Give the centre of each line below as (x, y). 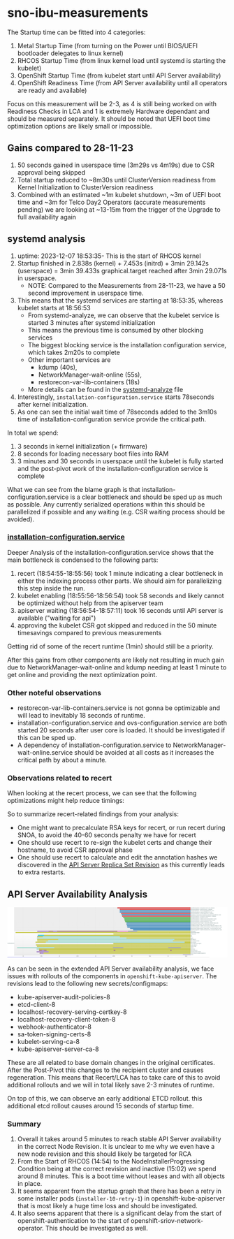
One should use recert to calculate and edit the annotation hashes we (117, 857)
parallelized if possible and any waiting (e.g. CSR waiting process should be (116, 512)
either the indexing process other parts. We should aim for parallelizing (119, 581)
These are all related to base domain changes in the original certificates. (111, 1062)
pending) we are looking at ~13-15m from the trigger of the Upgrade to (119, 209)
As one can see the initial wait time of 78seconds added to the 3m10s (117, 412)
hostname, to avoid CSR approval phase (75, 850)
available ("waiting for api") (57, 618)
